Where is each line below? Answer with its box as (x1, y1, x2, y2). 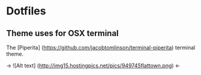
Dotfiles (6, 4, 46, 18)
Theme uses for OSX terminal (6, 28, 119, 38)
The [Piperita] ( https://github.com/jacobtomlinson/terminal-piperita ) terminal (6, 44, 196, 51)
